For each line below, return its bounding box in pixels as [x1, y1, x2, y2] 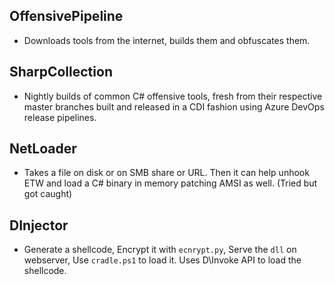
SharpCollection [9, 64, 113, 81]
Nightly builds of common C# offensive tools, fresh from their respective [23, 90, 323, 102]
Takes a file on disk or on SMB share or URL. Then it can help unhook [23, 167, 310, 179]
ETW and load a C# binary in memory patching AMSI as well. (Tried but [23, 177, 318, 189]
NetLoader [9, 140, 77, 158]
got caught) [23, 188, 73, 200]
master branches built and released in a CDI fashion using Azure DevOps [23, 100, 325, 113]
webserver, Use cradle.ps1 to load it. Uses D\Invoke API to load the [23, 254, 302, 266]
